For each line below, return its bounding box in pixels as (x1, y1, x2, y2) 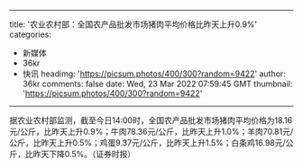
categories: (9, 29, 51, 40)
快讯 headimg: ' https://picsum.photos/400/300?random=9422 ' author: (22, 68, 286, 79)
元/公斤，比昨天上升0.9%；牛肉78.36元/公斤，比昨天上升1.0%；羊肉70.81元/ (9, 127, 294, 137)
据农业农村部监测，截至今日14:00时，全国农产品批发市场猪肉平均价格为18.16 (9, 115, 293, 126)
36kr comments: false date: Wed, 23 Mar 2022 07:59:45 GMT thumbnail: (22, 78, 293, 89)
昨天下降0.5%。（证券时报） (32, 149, 136, 159)
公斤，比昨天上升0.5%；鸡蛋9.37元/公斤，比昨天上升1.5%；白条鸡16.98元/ (9, 137, 286, 148)
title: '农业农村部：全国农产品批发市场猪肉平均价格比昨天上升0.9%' (9, 19, 258, 30)
